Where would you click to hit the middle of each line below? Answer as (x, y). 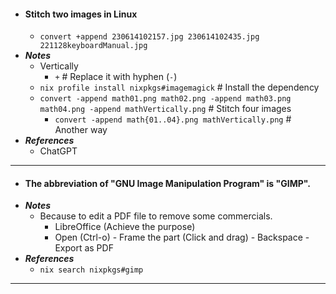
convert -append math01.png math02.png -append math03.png (165, 99)
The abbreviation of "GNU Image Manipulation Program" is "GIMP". (167, 183)
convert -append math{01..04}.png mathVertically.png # (173, 119)
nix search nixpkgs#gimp (91, 270)
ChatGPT (58, 151)
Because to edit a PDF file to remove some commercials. (156, 216)
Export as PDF (84, 248)
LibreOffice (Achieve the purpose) (125, 227)
